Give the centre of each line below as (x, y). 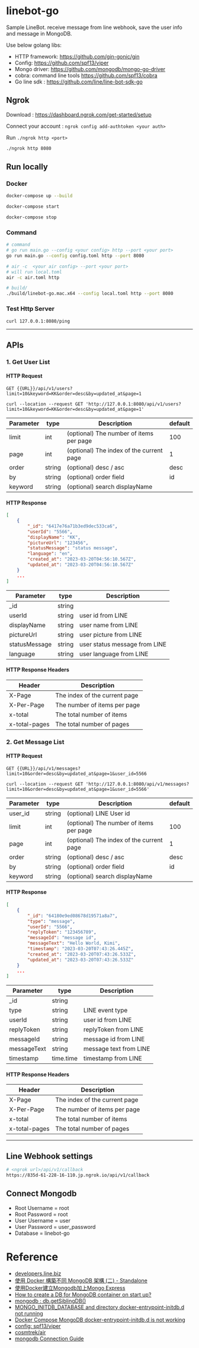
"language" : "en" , (50, 554)
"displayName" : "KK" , (54, 537)
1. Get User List (28, 362)
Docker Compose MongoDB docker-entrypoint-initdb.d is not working (100, 1320)
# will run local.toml (34, 272)
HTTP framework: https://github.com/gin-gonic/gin (77, 56)
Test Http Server (31, 309)
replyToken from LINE (113, 1030)
